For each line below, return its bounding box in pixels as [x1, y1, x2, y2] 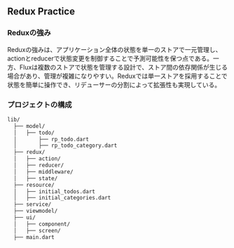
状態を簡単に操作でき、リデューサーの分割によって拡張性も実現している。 [7, 80, 221, 89]
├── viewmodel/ [13, 207, 58, 215]
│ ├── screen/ [13, 227, 61, 234]
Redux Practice [7, 6, 76, 18]
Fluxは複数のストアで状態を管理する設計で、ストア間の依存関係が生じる [19, 63, 228, 71]
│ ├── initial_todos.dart [13, 188, 96, 195]
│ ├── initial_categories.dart [13, 195, 111, 202]
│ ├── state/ [13, 175, 58, 182]
